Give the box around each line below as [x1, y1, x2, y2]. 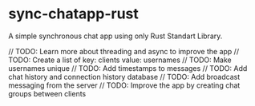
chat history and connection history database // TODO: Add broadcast [8, 72, 241, 81]
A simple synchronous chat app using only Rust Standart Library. [8, 31, 223, 41]
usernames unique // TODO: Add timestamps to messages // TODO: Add [8, 63, 248, 73]
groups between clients [8, 88, 87, 98]
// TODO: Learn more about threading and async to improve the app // [8, 46, 239, 56]
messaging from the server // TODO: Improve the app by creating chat [8, 80, 241, 90]
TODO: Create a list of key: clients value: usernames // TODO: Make [8, 55, 232, 65]
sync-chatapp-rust [8, 5, 139, 23]
